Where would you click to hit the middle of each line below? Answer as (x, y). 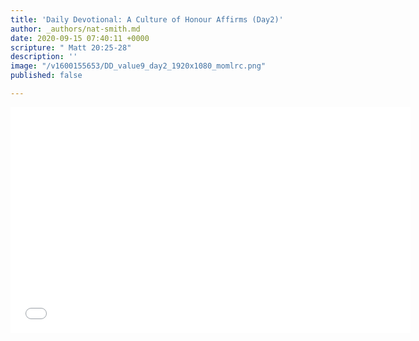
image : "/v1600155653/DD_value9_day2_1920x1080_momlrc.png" (138, 66)
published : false (46, 76)
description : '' (44, 57)
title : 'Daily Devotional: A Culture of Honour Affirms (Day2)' (147, 19)
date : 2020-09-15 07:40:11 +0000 (80, 38)
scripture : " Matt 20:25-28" (71, 47)
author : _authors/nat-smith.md (75, 29)
